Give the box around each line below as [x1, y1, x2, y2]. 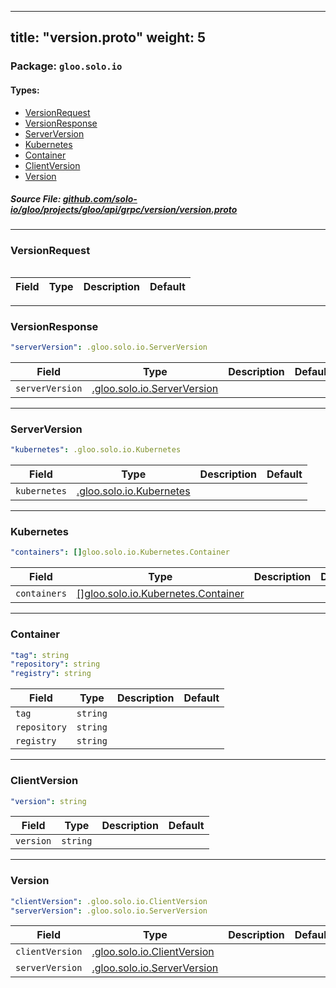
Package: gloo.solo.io [10, 59, 123, 73]
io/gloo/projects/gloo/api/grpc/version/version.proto [10, 204, 238, 216]
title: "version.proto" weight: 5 [10, 29, 207, 46]
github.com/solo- [62, 193, 138, 205]
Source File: [10, 193, 62, 205]
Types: [10, 84, 40, 96]
